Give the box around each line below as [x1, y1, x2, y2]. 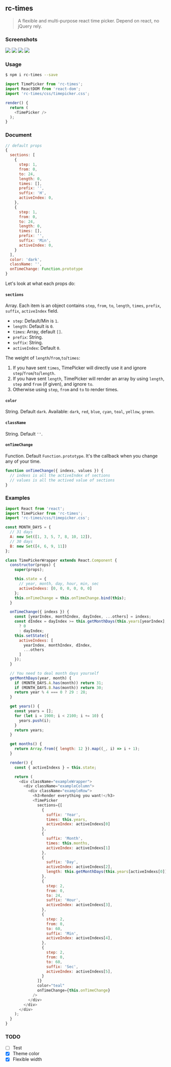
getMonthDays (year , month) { [10, 675, 72, 681]
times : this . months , [46, 840, 90, 846]
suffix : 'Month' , [46, 836, 83, 841]
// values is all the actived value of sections [10, 478, 115, 483]
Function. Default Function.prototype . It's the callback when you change [5, 453, 158, 459]
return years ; [14, 727, 44, 732]
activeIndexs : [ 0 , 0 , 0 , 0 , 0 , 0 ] [18, 586, 93, 591]
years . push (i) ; [18, 718, 51, 723]
